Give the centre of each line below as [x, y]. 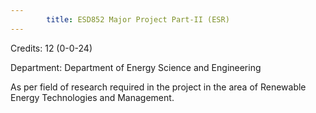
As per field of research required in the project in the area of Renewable [158, 87]
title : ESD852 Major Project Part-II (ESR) [138, 19]
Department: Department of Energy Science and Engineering [136, 67]
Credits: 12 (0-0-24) [51, 48]
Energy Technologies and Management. [92, 97]
